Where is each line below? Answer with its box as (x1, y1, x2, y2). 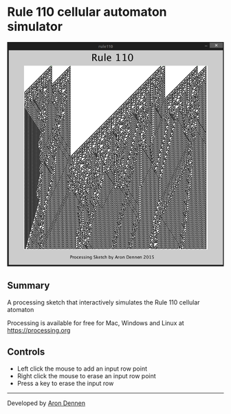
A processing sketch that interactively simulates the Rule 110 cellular (7, 298, 201, 307)
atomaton (7, 305, 34, 313)
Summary (7, 280, 50, 291)
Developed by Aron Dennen (7, 399, 86, 407)
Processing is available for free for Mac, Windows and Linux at (7, 318, 184, 327)
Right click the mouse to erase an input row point (16, 371, 156, 380)
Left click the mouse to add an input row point (16, 364, 148, 373)
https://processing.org (7, 326, 71, 334)
